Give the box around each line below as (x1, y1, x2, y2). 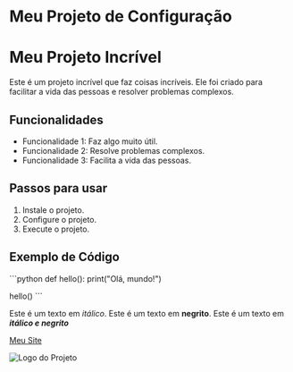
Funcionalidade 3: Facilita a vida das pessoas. (21, 155, 192, 165)
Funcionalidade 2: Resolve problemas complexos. (21, 145, 205, 156)
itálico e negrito (9, 317, 70, 328)
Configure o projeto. (21, 214, 97, 224)
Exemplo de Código (9, 249, 121, 265)
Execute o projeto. (21, 224, 90, 234)
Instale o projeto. (21, 204, 85, 216)
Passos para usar (9, 181, 108, 196)
